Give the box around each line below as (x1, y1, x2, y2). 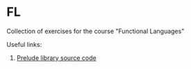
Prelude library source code (16, 53, 97, 62)
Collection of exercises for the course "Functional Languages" (6, 27, 185, 35)
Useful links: (6, 40, 42, 48)
